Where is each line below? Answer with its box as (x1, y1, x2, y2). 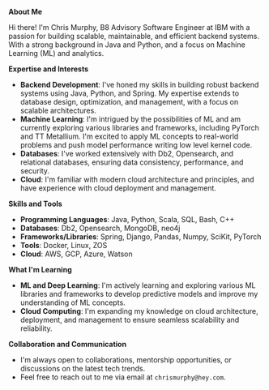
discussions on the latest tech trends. (19, 364, 146, 373)
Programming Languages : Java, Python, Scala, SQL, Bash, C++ (19, 215, 235, 224)
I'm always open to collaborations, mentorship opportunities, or (19, 355, 233, 364)
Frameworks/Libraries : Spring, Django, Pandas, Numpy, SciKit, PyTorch (19, 232, 262, 242)
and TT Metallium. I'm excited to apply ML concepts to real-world (19, 131, 239, 141)
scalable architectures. (19, 105, 97, 115)
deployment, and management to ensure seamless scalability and (19, 315, 240, 324)
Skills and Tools (8, 199, 62, 208)
